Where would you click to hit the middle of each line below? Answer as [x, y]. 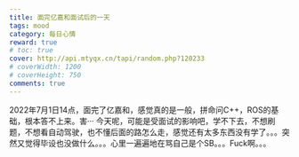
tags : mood [29, 26]
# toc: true [31, 51]
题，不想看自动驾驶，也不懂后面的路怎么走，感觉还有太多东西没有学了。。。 [145, 132]
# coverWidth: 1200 [45, 67]
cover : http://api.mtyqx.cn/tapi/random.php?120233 [107, 59]
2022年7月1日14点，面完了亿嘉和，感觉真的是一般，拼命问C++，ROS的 [140, 110]
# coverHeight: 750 [45, 75]
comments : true [37, 83]
